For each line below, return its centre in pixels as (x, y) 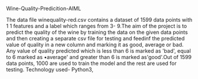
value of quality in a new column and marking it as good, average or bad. (95, 44)
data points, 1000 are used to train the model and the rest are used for (92, 63)
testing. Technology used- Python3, (50, 69)
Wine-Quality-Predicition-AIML (44, 8)
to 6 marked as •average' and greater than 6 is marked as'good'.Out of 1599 (99, 57)
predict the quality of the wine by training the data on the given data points (97, 32)
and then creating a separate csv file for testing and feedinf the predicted (95, 38)
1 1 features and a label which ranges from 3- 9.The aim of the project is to (97, 26)
